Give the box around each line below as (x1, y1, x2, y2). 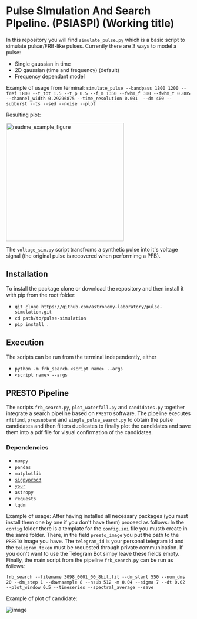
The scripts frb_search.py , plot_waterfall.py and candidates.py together (6, 403, 185, 411)
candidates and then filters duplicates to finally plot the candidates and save (6, 422, 191, 429)
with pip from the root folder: (6, 291, 76, 298)
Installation (6, 269, 48, 279)
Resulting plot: (6, 111, 41, 118)
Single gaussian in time (14, 60, 71, 67)
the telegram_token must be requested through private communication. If (6, 543, 183, 550)
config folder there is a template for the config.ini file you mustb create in (6, 524, 188, 532)
